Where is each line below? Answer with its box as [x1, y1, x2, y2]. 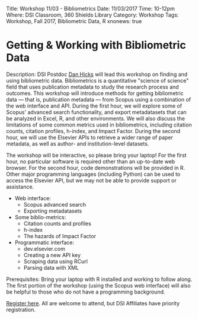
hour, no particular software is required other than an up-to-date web [6, 157, 175, 165]
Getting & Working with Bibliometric [6, 39, 186, 52]
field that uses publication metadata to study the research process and [6, 83, 179, 90]
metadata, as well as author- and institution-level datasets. [6, 140, 149, 147]
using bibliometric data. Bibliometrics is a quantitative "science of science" [6, 77, 189, 84]
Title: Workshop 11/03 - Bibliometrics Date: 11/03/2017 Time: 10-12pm [6, 5, 175, 12]
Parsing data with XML [23, 264, 79, 271]
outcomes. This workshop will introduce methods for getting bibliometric [6, 89, 184, 97]
